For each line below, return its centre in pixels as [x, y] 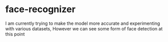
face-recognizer [40, 9]
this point [15, 34]
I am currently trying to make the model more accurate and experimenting [83, 23]
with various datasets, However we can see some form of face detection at [84, 28]
